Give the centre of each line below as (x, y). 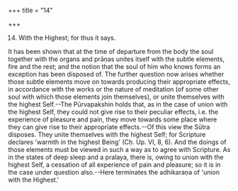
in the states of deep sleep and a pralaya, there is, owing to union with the (116, 157)
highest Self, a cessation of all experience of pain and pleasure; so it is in (114, 165)
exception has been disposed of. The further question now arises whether (116, 74)
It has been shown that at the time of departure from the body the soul (111, 51)
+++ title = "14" (30, 10)
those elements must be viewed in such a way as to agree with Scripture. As (119, 149)
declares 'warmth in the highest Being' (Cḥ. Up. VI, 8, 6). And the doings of (117, 142)
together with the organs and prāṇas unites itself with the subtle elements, (117, 59)
